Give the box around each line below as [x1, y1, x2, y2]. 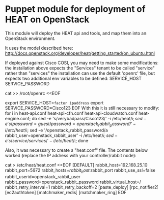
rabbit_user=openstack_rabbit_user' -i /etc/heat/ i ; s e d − [5, 132, 118, 138]
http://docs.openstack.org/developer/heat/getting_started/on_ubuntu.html [5, 50, 155, 56]
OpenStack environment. [5, 35, 55, 41]
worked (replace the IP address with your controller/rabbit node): [5, 152, 137, 158]
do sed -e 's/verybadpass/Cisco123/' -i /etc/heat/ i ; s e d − [31, 115, 147, 121]
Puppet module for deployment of [5, 3, 146, 15]
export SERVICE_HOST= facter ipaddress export [5, 100, 104, 105]
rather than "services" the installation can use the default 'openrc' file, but [5, 70, 155, 76]
